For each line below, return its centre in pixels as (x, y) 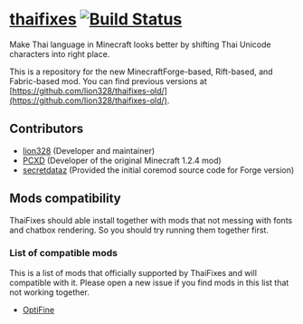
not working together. (50, 292)
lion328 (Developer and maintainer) (89, 150)
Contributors (47, 129)
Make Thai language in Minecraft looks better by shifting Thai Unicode (140, 44)
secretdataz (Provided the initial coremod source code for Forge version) (158, 170)
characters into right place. (60, 53)
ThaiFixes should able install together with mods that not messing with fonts (151, 220)
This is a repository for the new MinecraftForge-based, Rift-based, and (141, 71)
